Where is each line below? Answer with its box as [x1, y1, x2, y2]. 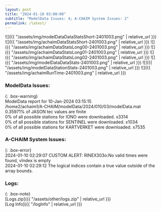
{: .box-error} [5, 147, 32, 153]
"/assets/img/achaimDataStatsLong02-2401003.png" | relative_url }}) [11, 54, 150, 61]
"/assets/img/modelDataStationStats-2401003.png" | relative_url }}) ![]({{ [5, 65, 151, 71]
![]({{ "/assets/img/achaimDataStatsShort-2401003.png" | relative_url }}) [5, 39, 149, 45]
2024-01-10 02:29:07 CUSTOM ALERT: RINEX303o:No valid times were [5, 152, 148, 158]
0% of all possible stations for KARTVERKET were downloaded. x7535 [5, 124, 145, 130]
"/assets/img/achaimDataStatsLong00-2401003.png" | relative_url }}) [11, 44, 150, 50]
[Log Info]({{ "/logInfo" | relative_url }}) [5, 201, 82, 207]
